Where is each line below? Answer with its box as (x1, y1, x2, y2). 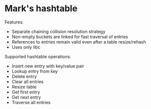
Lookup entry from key (11, 68, 58, 74)
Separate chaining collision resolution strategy (11, 28, 106, 34)
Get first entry (11, 89, 40, 95)
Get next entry (11, 94, 41, 100)
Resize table (11, 84, 37, 89)
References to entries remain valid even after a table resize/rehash (11, 39, 146, 44)
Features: (4, 19, 24, 25)
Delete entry (11, 73, 37, 79)
